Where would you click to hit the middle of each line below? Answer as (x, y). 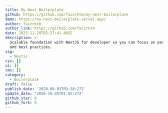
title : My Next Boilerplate (34, 10)
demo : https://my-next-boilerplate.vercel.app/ (56, 19)
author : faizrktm (23, 24)
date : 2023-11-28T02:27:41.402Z (39, 33)
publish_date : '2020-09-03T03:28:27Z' (45, 89)
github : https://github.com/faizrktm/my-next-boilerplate (67, 14)
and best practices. (31, 47)
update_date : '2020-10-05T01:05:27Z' (44, 93)
